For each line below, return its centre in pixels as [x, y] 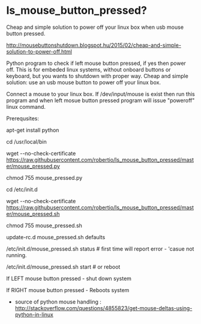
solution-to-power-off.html [39, 51]
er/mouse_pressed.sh [33, 213]
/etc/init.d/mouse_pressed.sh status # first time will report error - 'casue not [100, 249]
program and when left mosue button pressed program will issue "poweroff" [100, 100]
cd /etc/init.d [22, 189]
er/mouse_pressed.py [33, 166]
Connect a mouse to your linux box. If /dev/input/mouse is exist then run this [100, 94]
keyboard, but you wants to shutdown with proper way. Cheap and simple [97, 76]
